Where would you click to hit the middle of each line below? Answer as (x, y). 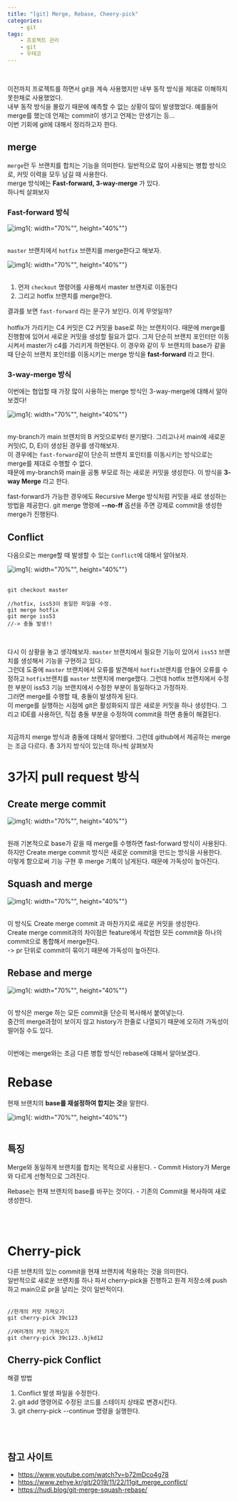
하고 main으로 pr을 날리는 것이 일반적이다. (66, 1289)
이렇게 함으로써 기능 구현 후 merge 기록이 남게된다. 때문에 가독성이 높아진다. (114, 861)
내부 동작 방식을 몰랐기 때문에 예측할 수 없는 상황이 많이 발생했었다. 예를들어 (113, 106)
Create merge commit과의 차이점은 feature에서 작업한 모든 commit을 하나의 (115, 932)
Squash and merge (50, 884)
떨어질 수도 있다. (30, 1030)
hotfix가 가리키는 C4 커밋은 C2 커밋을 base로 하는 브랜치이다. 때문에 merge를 (117, 327)
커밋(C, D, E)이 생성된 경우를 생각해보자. (63, 445)
